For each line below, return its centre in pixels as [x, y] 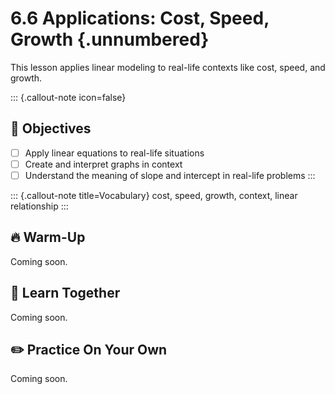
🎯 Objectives [51, 128]
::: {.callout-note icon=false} [68, 97]
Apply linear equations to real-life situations [114, 153]
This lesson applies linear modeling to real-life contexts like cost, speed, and [168, 67]
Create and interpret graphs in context [103, 164]
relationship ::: [39, 206]
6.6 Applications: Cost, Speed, [140, 18]
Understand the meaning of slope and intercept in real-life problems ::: [170, 175]
